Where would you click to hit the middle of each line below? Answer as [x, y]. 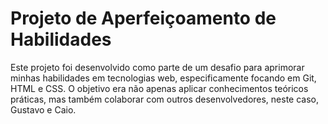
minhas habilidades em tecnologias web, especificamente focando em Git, [163, 78]
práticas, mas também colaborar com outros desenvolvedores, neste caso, [165, 99]
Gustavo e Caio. [43, 109]
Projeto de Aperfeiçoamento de [143, 18]
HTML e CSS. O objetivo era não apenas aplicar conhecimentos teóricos [159, 88]
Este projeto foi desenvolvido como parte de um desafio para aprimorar [157, 67]
